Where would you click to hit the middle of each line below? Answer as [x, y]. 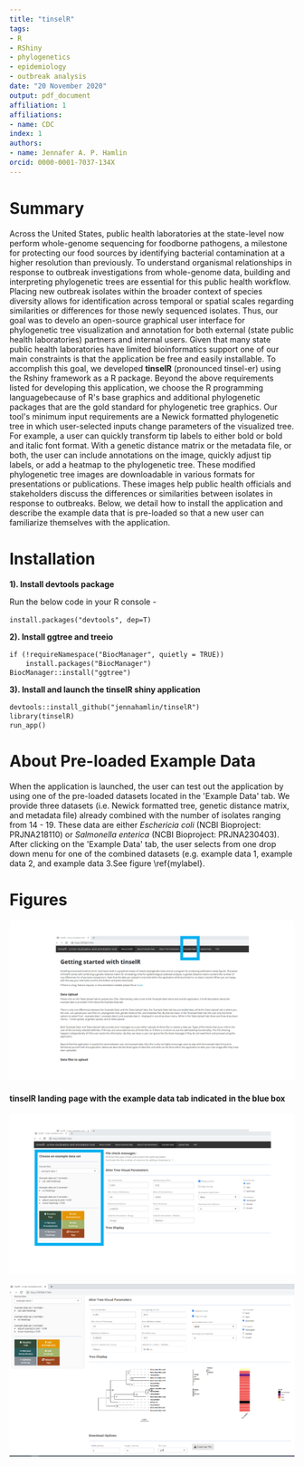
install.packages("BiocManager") [89, 663]
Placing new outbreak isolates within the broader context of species [136, 291]
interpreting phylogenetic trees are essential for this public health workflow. [150, 282]
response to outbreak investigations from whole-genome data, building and [150, 272]
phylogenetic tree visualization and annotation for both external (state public [152, 330]
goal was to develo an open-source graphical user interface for [128, 320]
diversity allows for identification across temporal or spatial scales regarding [152, 301]
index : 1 [26, 134]
